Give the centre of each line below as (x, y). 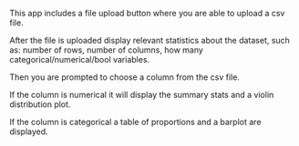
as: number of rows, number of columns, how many (106, 50)
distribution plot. (40, 104)
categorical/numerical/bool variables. (80, 59)
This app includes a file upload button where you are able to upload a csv (147, 13)
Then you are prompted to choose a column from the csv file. (124, 77)
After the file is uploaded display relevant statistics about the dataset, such (149, 40)
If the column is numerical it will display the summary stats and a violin (142, 95)
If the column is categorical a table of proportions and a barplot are (135, 122)
